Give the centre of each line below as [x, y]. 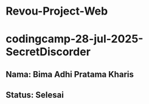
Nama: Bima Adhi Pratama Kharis [70, 74]
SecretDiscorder [48, 52]
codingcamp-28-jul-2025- [74, 39]
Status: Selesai [35, 95]
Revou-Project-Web [57, 11]
